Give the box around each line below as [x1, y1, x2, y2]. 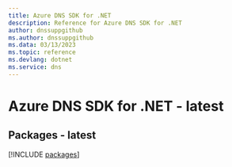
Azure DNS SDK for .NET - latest [8, 97, 224, 115]
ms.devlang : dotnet [8, 56, 73, 64]
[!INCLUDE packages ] [8, 150, 80, 159]
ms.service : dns [8, 63, 62, 71]
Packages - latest [8, 128, 97, 142]
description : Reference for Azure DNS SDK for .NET [8, 19, 182, 27]
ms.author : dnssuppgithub [8, 33, 93, 42]
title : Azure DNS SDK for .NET [8, 11, 112, 20]
